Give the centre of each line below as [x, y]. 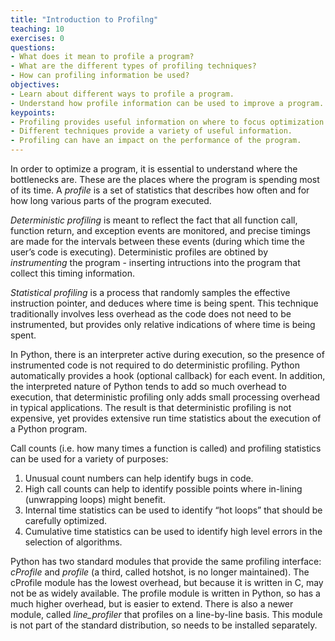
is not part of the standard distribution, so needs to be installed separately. [164, 625]
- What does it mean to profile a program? [102, 57]
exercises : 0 [37, 38]
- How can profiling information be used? [100, 76]
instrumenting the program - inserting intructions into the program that [155, 262]
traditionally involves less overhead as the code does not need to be [151, 314]
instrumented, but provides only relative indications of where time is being [163, 324]
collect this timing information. [72, 273]
